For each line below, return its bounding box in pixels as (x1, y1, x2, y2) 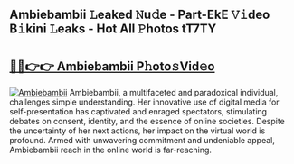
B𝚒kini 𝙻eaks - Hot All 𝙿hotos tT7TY (9, 22, 217, 37)
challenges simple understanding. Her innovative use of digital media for (9, 96, 280, 107)
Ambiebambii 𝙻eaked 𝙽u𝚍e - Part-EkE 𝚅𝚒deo (9, 7, 270, 23)
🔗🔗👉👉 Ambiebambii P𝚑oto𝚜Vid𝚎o (9, 59, 215, 74)
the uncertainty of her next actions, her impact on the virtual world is (9, 125, 266, 136)
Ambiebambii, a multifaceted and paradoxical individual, (69, 87, 279, 97)
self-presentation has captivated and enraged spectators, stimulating (9, 106, 268, 116)
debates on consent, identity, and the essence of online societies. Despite (9, 116, 285, 126)
